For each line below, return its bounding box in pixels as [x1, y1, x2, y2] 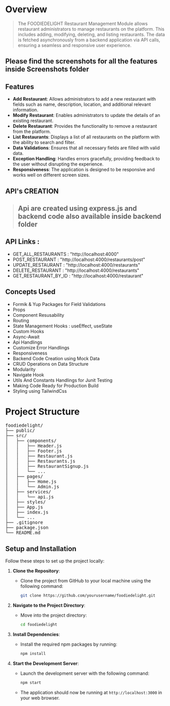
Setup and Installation [5, 544, 77, 553]
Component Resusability [12, 312, 65, 318]
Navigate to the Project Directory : [12, 602, 86, 608]
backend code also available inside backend [17, 212, 162, 221]
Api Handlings [12, 339, 42, 345]
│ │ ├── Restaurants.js [5, 458, 76, 464]
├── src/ [5, 433, 27, 439]
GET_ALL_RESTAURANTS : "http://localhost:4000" [12, 251, 119, 257]
